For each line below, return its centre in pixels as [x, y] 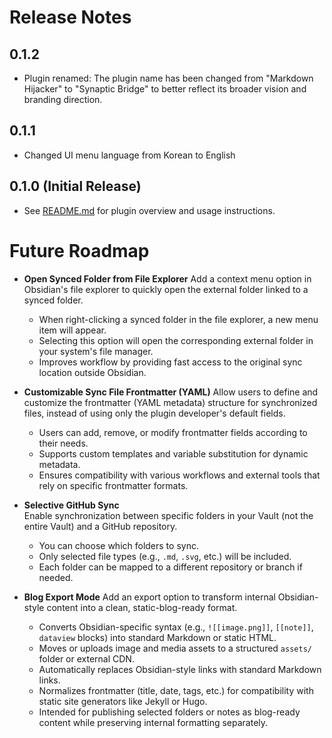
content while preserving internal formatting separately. [153, 722]
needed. [56, 577]
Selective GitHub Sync [71, 505]
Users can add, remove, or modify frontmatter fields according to [173, 432]
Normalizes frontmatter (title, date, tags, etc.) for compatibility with [176, 690]
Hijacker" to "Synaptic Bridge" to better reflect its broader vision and [165, 89]
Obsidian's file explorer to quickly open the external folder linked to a [166, 289]
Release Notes [70, 17]
